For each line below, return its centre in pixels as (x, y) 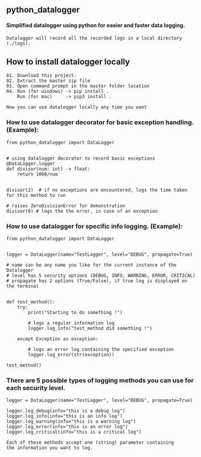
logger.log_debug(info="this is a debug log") (66, 411)
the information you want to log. (50, 448)
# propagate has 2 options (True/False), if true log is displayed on (97, 281)
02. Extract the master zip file (48, 81)
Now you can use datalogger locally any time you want (77, 107)
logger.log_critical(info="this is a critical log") (74, 432)
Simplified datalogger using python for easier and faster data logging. (96, 25)
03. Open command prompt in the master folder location (78, 86)
